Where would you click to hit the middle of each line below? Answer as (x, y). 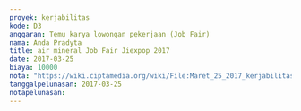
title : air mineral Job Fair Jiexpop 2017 (90, 51)
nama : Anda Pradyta (46, 43)
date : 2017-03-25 (42, 59)
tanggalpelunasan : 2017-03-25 (66, 84)
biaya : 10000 (34, 68)
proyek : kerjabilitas (50, 17)
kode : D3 (26, 26)
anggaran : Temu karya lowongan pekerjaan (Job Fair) (110, 34)
